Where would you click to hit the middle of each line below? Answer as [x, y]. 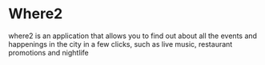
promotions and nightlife [49, 52]
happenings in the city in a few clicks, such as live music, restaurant [120, 44]
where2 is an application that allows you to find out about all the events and [133, 36]
